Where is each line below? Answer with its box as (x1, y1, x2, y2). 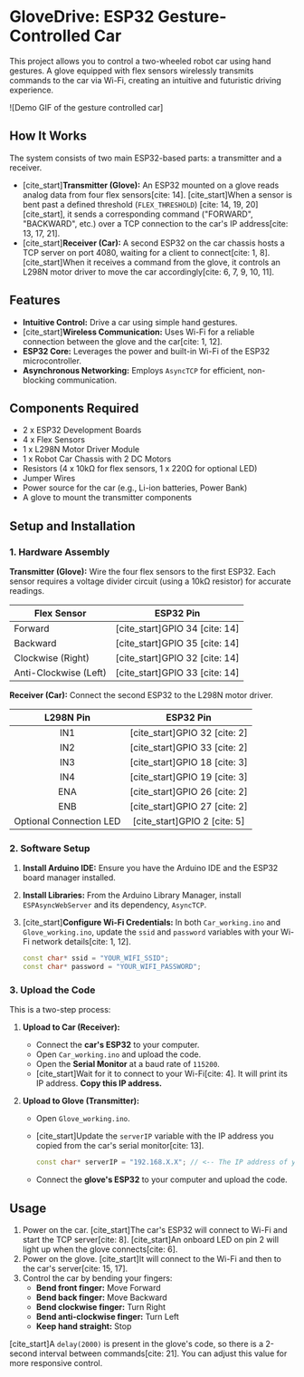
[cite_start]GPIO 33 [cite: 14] (115, 666, 240, 679)
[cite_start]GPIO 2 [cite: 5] (132, 815, 245, 828)
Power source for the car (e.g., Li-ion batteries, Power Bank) (22, 482, 248, 493)
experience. (9, 84, 54, 95)
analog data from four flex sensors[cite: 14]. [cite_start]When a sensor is (22, 189, 292, 200)
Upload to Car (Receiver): (22, 1022, 120, 1033)
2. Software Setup (9, 841, 90, 854)
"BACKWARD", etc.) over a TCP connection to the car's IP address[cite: (22, 218, 289, 228)
